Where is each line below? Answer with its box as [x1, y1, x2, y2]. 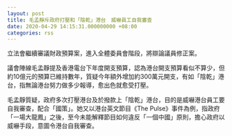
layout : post [7, 10, 45, 17]
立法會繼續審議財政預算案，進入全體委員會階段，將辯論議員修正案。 [7, 49, 201, 57]
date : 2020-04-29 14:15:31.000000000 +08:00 [7, 23, 137, 30]
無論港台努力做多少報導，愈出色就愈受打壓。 [25, 81, 153, 90]
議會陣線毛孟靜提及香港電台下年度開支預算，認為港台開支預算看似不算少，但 [7, 64, 225, 72]
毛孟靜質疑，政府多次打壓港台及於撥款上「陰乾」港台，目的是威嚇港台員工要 [7, 96, 225, 104]
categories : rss [7, 29, 54, 37]
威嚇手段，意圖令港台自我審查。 [7, 122, 98, 130]
